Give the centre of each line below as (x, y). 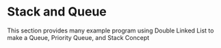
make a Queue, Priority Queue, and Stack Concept (78, 37)
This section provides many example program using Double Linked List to (110, 30)
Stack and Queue (57, 12)
